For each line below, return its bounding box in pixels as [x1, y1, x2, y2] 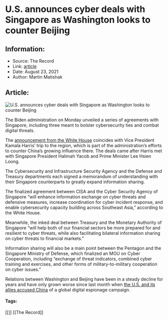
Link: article [12, 64, 37, 69]
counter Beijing [5, 25, 70, 36]
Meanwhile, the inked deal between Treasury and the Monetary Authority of [5, 219, 162, 225]
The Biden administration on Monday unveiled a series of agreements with [5, 117, 159, 123]
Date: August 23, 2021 [12, 69, 59, 75]
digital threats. [5, 127, 35, 133]
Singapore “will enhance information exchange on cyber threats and [5, 194, 146, 200]
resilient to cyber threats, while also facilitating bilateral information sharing [5, 230, 160, 236]
